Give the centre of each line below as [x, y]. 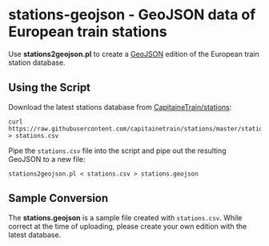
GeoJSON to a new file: [47, 159]
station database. [37, 63]
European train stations [88, 32]
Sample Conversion [58, 198]
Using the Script [49, 88]
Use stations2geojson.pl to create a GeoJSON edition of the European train [134, 54]
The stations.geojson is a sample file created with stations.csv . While [125, 217]
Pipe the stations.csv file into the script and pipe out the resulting [117, 151]
